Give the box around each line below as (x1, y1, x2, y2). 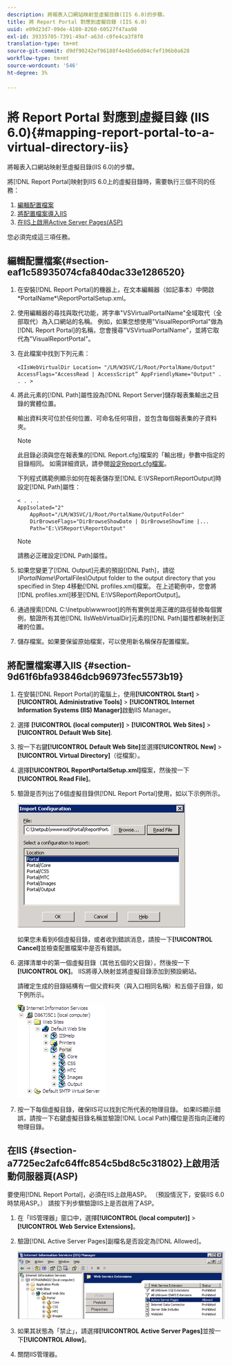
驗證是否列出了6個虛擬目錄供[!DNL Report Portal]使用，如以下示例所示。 (17, 790, 224, 798)
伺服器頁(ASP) (16, 1171, 78, 1183)
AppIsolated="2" (17, 504, 64, 511)
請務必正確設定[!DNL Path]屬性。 (17, 551, 112, 560)
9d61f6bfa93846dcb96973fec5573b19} (7, 671, 184, 682)
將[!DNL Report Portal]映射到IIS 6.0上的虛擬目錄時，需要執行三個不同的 (7, 178, 210, 186)
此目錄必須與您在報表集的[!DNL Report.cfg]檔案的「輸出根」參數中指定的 (17, 451, 225, 459)
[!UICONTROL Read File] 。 (17, 774, 95, 783)
